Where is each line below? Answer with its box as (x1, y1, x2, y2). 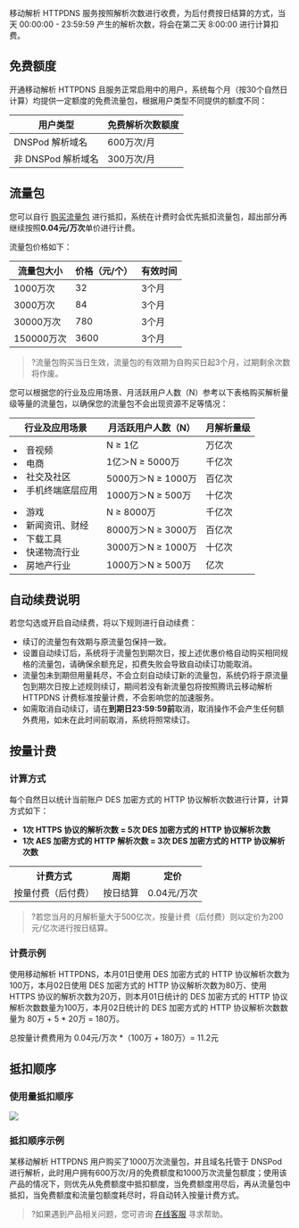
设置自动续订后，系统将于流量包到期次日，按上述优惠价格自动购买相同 (21, 648, 281, 659)
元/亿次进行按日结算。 (30, 923, 113, 933)
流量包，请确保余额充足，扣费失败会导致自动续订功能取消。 (37, 659, 257, 669)
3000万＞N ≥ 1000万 (106, 541, 198, 553)
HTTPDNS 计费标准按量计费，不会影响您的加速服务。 (21, 693, 219, 703)
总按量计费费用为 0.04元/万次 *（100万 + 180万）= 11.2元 (9, 1033, 219, 1043)
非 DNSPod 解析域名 (13, 153, 99, 165)
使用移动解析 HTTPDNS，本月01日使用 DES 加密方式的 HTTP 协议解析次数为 (9, 969, 290, 980)
